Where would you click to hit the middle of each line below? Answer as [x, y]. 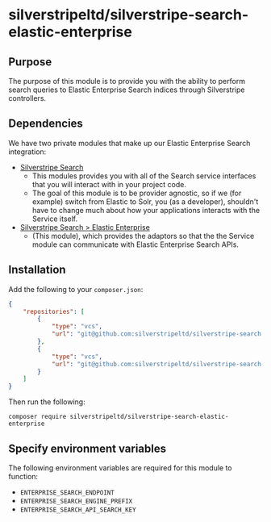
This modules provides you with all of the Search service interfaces [144, 176]
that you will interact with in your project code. [109, 184]
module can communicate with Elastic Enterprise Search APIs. [135, 244]
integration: [27, 152]
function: [23, 476]
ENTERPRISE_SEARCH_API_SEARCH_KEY [78, 510]
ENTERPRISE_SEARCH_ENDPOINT [67, 493]
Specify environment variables [88, 448]
